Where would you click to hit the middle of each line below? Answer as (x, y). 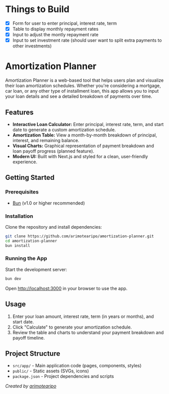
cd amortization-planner (31, 241)
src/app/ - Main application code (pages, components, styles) (77, 366)
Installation (19, 216)
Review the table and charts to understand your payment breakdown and (88, 332)
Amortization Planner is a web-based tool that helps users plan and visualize (84, 80)
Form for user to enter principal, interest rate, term (65, 23)
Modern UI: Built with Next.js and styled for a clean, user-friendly (80, 156)
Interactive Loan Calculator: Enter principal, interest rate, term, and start (88, 124)
